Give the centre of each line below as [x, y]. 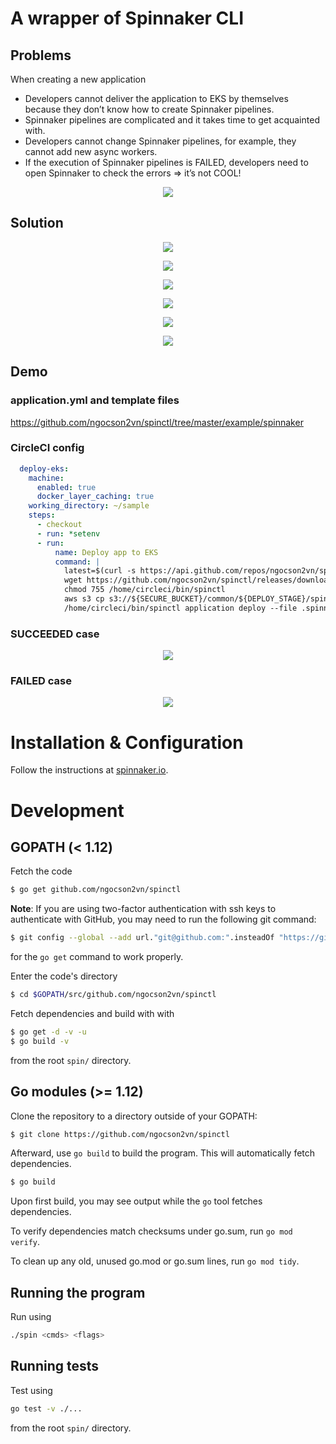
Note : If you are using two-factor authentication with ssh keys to [143, 909]
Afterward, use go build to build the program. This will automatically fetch [163, 1153]
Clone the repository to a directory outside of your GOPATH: [134, 1116]
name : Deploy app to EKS [106, 552]
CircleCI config [47, 448]
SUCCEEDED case [55, 634]
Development [67, 810]
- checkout [59, 525]
